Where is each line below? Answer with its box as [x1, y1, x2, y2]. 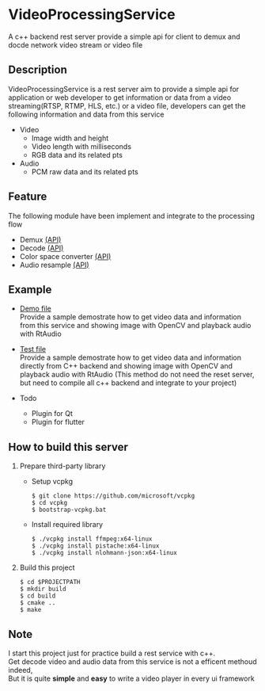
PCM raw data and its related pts [31, 166, 138, 176]
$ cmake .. [19, 599, 56, 607]
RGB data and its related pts [31, 150, 123, 159]
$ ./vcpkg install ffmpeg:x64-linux [31, 535, 153, 544]
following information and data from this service [8, 109, 165, 119]
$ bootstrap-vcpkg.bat [31, 506, 107, 514]
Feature [8, 190, 47, 204]
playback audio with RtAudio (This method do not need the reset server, [19, 370, 255, 380]
